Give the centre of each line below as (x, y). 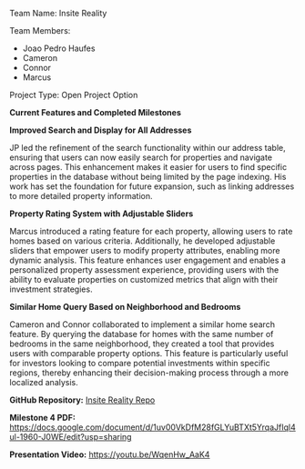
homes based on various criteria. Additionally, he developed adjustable (142, 241)
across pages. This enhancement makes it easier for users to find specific (148, 167)
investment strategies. (51, 289)
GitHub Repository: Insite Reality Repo (82, 400)
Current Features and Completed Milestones (96, 112)
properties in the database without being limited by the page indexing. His (148, 177)
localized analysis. (44, 382)
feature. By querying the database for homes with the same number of (142, 334)
